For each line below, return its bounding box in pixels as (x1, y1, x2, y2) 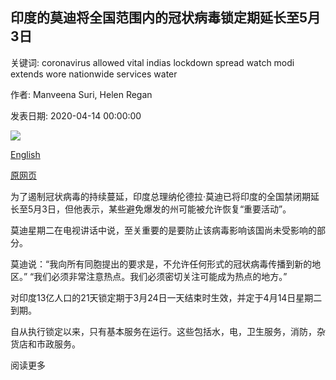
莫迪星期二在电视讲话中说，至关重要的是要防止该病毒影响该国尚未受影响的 (10, 224, 317, 236)
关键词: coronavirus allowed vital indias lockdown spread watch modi (10, 56, 295, 68)
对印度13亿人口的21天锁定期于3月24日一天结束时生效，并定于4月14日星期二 (10, 291, 323, 303)
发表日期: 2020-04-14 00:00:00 (10, 109, 142, 122)
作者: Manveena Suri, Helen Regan (10, 88, 153, 100)
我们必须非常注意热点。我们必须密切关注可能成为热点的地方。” (33, 270, 288, 282)
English (10, 148, 41, 160)
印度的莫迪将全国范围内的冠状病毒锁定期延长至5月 (10, 9, 322, 27)
